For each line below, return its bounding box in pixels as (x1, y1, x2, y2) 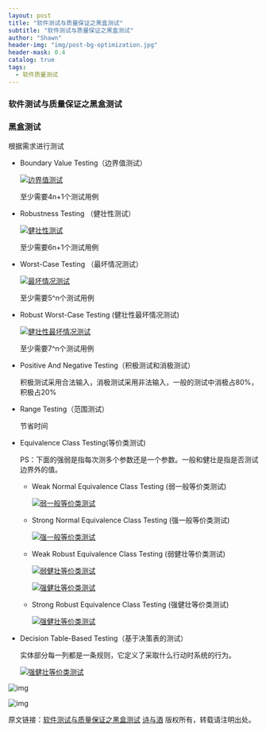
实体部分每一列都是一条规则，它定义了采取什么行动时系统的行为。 (19, 650, 236, 660)
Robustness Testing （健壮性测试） (19, 208, 136, 218)
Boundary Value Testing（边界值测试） (19, 158, 147, 168)
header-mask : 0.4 (8, 48, 66, 56)
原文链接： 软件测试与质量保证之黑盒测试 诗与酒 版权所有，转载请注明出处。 (8, 715, 256, 724)
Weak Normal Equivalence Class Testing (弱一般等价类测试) (31, 481, 227, 491)
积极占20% (19, 387, 57, 397)
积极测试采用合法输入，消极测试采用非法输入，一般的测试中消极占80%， (19, 377, 259, 387)
